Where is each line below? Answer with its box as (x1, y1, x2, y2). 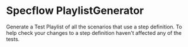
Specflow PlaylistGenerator (6, 4, 144, 17)
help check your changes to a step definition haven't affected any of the (6, 29, 182, 36)
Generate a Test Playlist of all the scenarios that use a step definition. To (6, 23, 182, 30)
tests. (6, 35, 20, 42)
